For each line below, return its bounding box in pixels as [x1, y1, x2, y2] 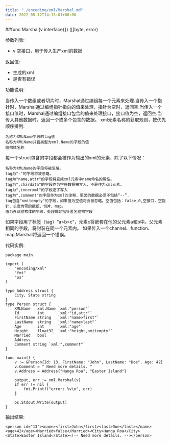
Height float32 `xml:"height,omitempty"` [14, 328, 113, 333]
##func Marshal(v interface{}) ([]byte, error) [5, 26, 99, 32]
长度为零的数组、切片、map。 [12, 204, 65, 209]
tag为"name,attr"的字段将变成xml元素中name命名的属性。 [5, 177, 114, 182]
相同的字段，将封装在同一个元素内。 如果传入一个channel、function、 [5, 225, 153, 231]
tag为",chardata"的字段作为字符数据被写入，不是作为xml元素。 [5, 182, 124, 187]
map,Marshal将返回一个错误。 [5, 231, 69, 237]
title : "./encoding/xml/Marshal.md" [5, 7, 83, 13]
